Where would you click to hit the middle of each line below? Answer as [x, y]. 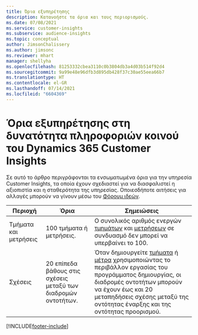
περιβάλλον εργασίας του [131, 267]
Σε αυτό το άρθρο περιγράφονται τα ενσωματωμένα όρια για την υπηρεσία [99, 177]
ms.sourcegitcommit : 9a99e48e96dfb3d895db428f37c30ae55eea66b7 [85, 72]
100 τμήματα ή [67, 228]
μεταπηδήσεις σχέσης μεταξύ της [141, 297]
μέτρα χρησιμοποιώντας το [132, 259]
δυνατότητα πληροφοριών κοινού [93, 136]
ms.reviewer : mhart [30, 56]
